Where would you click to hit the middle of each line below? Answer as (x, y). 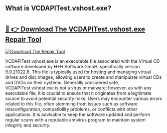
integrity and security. (28, 125)
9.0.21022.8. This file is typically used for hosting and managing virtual (78, 72)
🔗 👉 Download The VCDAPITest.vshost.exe (75, 29)
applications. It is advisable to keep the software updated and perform (78, 114)
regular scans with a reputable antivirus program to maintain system (75, 120)
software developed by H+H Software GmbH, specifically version (73, 66)
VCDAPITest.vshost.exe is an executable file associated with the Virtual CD (82, 61)
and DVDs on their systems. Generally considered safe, (62, 83)
